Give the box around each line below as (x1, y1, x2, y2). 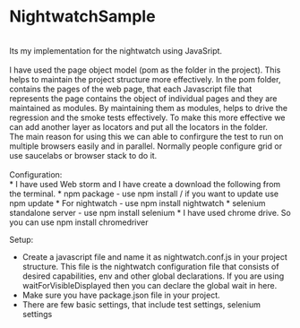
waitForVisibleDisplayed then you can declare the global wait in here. (21, 280, 278, 290)
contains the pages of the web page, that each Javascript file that (9, 83, 253, 94)
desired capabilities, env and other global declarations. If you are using (21, 271, 285, 281)
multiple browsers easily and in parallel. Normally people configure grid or (9, 141, 283, 151)
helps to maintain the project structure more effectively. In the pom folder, (9, 73, 281, 84)
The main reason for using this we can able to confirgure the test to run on (9, 131, 284, 142)
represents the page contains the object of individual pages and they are (9, 92, 278, 104)
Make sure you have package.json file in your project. (21, 289, 220, 300)
